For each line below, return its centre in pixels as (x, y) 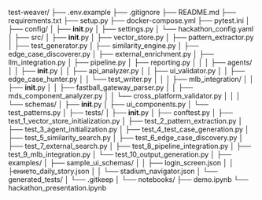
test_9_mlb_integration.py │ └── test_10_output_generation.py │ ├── (120, 154)
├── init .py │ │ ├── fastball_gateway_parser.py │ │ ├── (101, 87)
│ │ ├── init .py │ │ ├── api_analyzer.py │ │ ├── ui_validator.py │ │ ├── (127, 70)
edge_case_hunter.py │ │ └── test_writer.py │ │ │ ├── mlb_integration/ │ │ (131, 79)
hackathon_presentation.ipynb (57, 188)
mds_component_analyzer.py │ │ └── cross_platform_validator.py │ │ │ (125, 96)
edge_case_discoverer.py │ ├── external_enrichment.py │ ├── (111, 54)
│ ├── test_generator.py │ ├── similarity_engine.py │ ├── (103, 46)
